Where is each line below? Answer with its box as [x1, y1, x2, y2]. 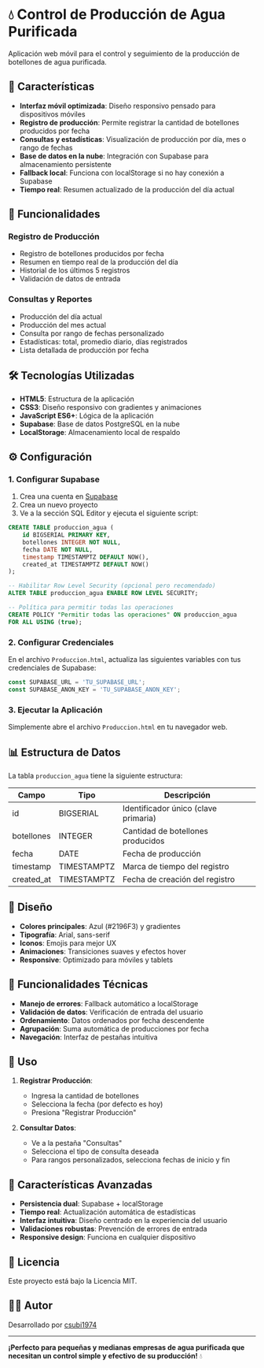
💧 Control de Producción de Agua [8, 6, 225, 24]
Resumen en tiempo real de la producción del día [19, 258, 178, 267]
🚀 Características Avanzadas [8, 1178, 153, 1191]
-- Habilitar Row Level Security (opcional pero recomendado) [8, 582, 216, 590]
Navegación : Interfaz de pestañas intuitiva [19, 1032, 159, 1042]
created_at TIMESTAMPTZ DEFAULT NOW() [22, 560, 149, 568]
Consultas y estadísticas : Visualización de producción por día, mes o [19, 134, 247, 143]
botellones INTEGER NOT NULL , [22, 538, 122, 546]
